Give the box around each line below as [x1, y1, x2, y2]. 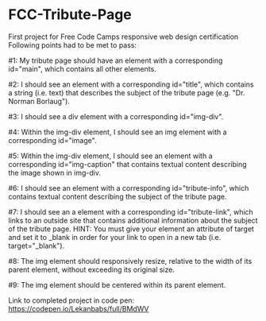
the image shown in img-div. [8, 168, 102, 177]
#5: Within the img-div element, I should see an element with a [8, 151, 213, 160]
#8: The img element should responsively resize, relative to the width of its [8, 256, 253, 265]
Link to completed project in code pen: [8, 296, 135, 305]
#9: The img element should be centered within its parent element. [8, 280, 226, 289]
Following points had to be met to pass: [8, 40, 137, 49]
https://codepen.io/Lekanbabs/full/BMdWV [8, 304, 149, 313]
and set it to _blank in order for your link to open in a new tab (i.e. [8, 232, 222, 242]
